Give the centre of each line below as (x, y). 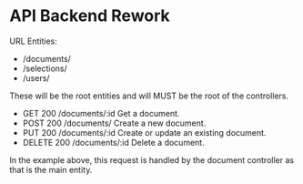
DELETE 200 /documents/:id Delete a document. (113, 142)
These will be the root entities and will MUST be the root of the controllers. (149, 96)
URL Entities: (33, 41)
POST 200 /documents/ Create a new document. (114, 123)
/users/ (36, 77)
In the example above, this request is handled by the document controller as (151, 159)
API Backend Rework (90, 16)
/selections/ (45, 68)
